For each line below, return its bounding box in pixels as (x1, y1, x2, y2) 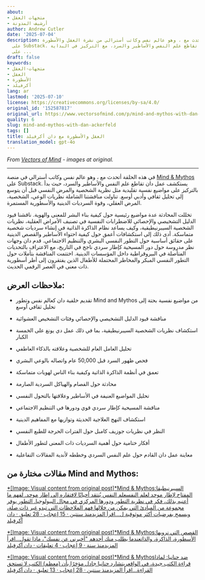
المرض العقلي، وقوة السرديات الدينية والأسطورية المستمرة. (7, 199, 142, 206)
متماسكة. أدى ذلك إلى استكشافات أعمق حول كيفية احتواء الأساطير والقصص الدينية (7, 230, 193, 237)
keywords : (7, 60, 32, 66)
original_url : (7, 111, 43, 117)
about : (7, 9, 24, 15)
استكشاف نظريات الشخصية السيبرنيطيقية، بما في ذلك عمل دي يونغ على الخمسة (15, 326, 198, 334)
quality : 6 (7, 116, 35, 122)
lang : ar (7, 88, 29, 94)
